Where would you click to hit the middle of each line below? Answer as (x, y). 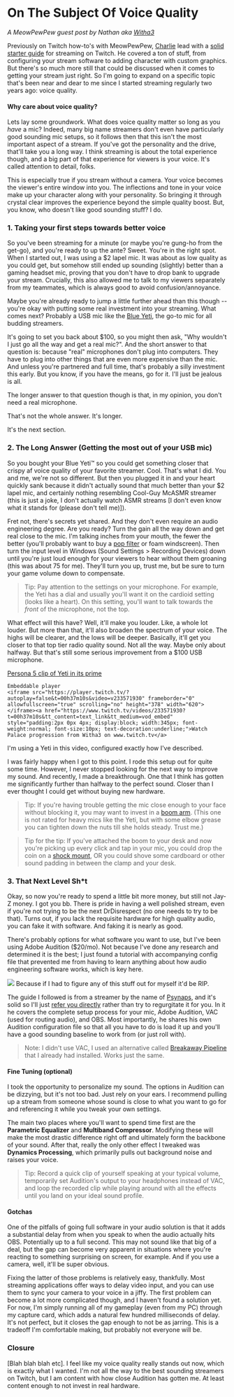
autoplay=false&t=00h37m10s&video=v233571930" (76, 698)
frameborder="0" (171, 698)
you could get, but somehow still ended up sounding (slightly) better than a (115, 265)
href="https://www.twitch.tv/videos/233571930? (115, 710)
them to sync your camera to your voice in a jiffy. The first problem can (109, 1293)
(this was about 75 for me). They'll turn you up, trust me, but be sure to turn (116, 566)
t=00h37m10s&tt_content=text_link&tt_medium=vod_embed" (90, 717)
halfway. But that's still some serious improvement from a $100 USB (105, 652)
